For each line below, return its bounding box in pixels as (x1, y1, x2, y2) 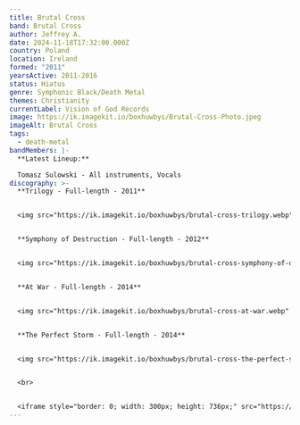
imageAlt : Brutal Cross (9, 121, 98, 130)
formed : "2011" (9, 63, 66, 72)
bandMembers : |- (9, 146, 70, 154)
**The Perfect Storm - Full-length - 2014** (17, 330, 186, 339)
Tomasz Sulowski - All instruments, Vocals (17, 171, 181, 179)
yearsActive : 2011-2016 (9, 71, 98, 80)
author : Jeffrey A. (9, 29, 82, 38)
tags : (9, 129, 29, 138)
